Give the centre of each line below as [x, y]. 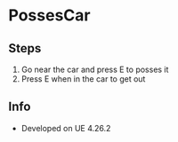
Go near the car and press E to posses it [95, 69]
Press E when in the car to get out [83, 79]
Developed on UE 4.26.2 [66, 128]
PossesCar [49, 16]
